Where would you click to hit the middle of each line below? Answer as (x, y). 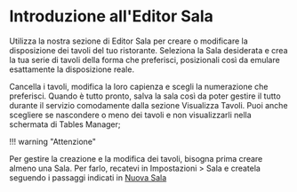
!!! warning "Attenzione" (52, 141)
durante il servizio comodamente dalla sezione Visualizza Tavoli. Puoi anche (148, 105)
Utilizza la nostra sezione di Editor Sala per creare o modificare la (129, 41)
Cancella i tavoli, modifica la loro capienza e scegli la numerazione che (139, 86)
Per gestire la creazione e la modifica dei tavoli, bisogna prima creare (136, 158)
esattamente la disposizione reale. (72, 69)
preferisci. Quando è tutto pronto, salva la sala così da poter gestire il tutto (145, 96)
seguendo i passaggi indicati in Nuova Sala (88, 177)
